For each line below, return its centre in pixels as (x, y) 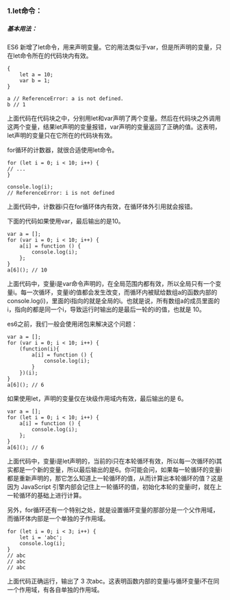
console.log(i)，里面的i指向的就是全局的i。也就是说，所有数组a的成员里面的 (114, 300)
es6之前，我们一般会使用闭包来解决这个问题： (73, 324)
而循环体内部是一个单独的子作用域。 (58, 518)
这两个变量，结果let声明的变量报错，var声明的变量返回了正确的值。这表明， (114, 127)
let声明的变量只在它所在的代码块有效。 (62, 135)
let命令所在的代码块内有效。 (52, 56)
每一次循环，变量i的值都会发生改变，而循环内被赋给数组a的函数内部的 (119, 292)
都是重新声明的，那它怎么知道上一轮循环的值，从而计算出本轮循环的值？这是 (115, 478)
